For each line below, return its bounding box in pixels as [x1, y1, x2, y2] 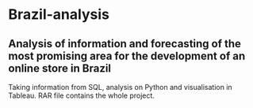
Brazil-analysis [8, 6, 109, 24]
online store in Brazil [8, 61, 112, 75]
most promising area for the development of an [8, 49, 246, 62]
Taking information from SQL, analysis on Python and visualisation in [8, 83, 232, 91]
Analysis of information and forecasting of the [8, 37, 242, 50]
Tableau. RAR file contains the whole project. [8, 91, 155, 100]
